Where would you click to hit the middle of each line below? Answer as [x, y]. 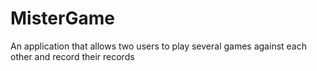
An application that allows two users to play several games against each [158, 46]
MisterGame [62, 18]
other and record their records [72, 56]
